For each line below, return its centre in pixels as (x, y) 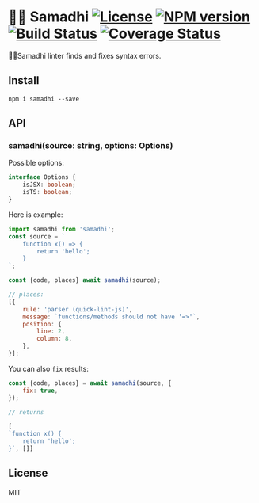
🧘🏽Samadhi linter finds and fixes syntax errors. (85, 55)
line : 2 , (51, 332)
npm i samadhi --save (44, 99)
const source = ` (37, 236)
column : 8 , (55, 339)
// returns (26, 412)
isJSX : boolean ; (50, 185)
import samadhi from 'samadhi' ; (61, 229)
